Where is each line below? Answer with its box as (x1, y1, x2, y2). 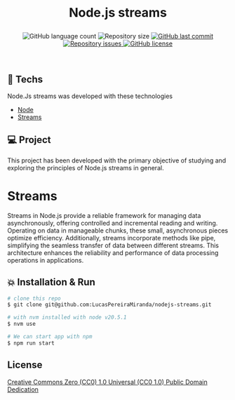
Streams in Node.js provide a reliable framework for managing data (7, 211, 201, 219)
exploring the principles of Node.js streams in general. (7, 163, 164, 172)
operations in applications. (7, 256, 84, 264)
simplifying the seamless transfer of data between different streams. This (7, 241, 220, 249)
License (7, 359, 43, 371)
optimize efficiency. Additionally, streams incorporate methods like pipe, (7, 233, 216, 242)
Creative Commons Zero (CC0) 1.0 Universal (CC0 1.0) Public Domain (7, 378, 208, 386)
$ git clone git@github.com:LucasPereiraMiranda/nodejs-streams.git (7, 301, 212, 308)
